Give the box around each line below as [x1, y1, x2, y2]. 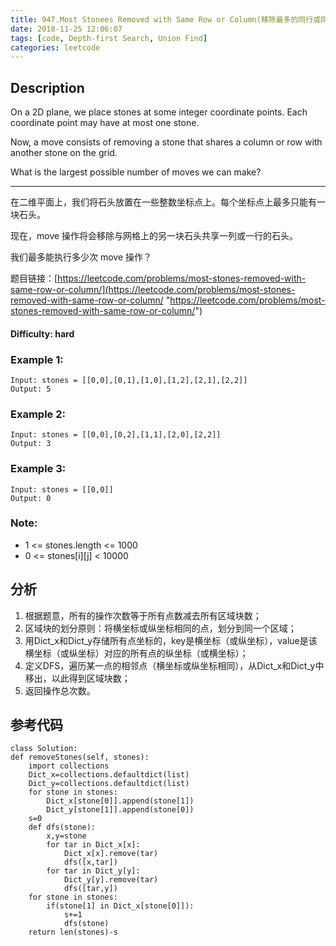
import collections [28, 761, 110, 771]
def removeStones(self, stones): [10, 752, 150, 763]
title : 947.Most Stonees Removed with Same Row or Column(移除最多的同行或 [10, 14, 322, 25]
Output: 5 [10, 384, 52, 394]
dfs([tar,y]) [63, 884, 118, 894]
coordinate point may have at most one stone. [10, 117, 200, 129]
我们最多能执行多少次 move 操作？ [10, 251, 153, 263]
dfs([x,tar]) [63, 857, 118, 868]
